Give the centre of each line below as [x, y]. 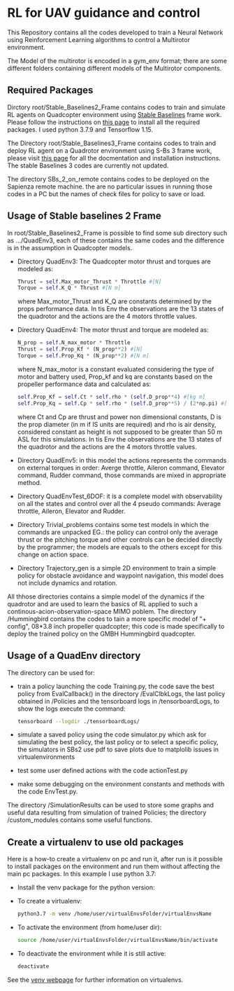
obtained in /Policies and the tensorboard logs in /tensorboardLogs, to [118, 701]
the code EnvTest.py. [47, 792]
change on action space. [53, 554]
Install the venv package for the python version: [86, 887]
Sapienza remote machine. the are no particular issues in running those [110, 186]
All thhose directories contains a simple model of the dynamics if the [106, 596]
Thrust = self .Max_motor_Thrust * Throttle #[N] [89, 282]
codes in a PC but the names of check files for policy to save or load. [107, 193]
